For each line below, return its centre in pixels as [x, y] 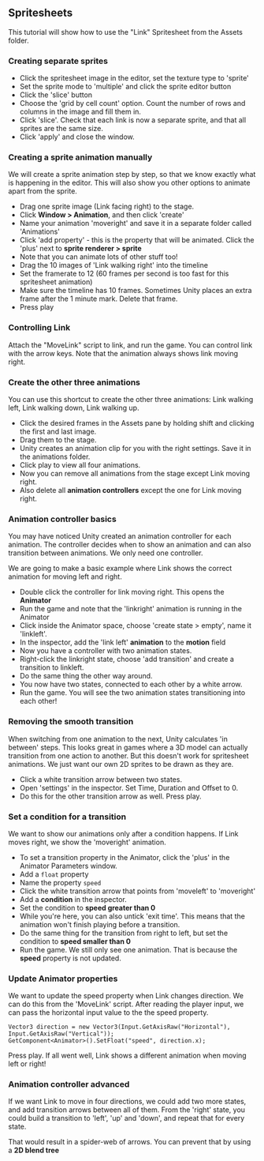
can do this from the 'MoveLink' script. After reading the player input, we [126, 1004]
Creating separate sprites [58, 61]
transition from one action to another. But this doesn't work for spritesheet [129, 755]
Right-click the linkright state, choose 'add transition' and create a [127, 659]
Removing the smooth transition [71, 722]
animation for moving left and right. [65, 577]
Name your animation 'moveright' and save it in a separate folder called [136, 224]
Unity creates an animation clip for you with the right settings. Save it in [135, 448]
